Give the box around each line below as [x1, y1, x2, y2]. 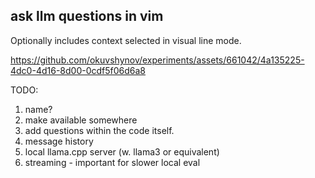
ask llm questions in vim [10, 8, 164, 25]
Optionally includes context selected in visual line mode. [10, 34, 242, 46]
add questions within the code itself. [24, 124, 175, 136]
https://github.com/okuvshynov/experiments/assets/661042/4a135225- [10, 54, 305, 66]
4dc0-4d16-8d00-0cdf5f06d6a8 [10, 64, 147, 76]
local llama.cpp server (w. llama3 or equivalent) [24, 145, 220, 158]
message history [24, 135, 94, 147]
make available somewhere [24, 114, 138, 126]
